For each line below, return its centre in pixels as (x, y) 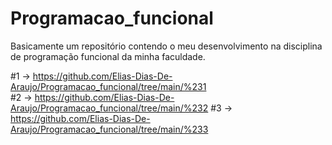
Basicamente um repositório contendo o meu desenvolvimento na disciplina (166, 46)
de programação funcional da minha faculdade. (108, 56)
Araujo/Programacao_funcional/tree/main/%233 (109, 129)
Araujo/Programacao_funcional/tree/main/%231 (108, 86)
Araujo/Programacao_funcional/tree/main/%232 (109, 108)
